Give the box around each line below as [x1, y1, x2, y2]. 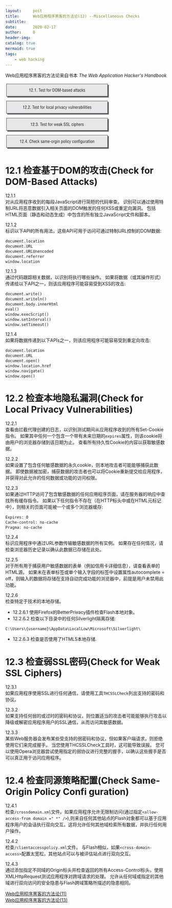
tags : [5, 51, 17, 56]
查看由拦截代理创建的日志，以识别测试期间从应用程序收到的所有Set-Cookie [5, 426, 164, 433]
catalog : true [5, 41, 36, 46]
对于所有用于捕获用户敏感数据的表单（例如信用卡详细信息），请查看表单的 [5, 563, 160, 569]
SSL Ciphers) [5, 667, 62, 679]
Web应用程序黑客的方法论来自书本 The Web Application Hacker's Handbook [5, 72, 167, 78]
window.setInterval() [5, 317, 52, 322]
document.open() [5, 358, 40, 363]
